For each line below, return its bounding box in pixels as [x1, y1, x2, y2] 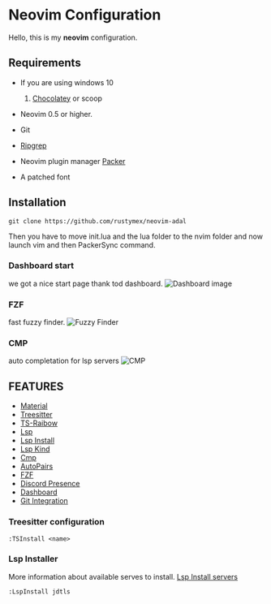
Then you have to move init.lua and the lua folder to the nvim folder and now [8, 231, 264, 241]
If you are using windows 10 [19, 77, 114, 87]
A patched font [19, 172, 71, 182]
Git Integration [19, 496, 69, 506]
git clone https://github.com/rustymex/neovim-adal [8, 217, 187, 225]
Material [19, 401, 48, 411]
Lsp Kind [19, 444, 50, 454]
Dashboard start [8, 260, 75, 271]
